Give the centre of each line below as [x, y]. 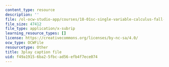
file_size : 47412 [23, 24]
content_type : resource [30, 10]
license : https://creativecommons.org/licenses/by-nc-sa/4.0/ [72, 38]
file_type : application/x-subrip [40, 29]
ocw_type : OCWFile [24, 43]
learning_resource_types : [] [36, 33]
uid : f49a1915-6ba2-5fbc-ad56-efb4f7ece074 [52, 57]
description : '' [22, 15]
